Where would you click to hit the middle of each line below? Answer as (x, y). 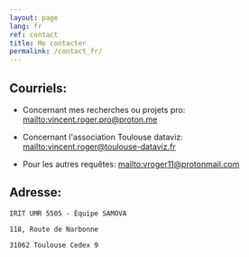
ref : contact (34, 34)
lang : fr (26, 26)
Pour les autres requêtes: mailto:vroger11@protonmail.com (131, 164)
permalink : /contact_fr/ (56, 52)
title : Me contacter (48, 43)
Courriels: (38, 88)
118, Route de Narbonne (54, 229)
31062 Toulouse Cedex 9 (54, 245)
